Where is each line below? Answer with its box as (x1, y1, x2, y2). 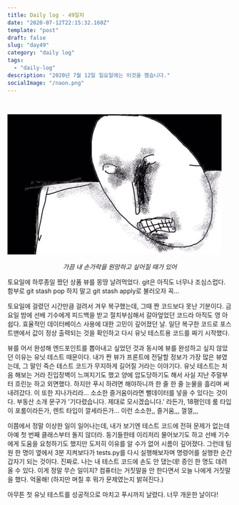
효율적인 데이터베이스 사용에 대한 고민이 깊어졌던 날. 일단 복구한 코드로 (22, 319, 219, 328)
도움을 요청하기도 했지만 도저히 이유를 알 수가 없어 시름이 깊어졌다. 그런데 (20, 439, 225, 448)
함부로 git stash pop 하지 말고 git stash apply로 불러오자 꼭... (7, 286, 180, 295)
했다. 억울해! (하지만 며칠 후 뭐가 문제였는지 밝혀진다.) (14, 475, 164, 484)
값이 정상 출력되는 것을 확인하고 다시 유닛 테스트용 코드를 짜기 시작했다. (31, 329, 230, 337)
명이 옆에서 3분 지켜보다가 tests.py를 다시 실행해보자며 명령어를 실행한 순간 (22, 448, 233, 456)
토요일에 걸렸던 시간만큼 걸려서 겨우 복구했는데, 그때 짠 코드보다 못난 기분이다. (7, 301, 225, 310)
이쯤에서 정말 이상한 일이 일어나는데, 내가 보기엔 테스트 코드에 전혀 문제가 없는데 (7, 421, 230, 430)
